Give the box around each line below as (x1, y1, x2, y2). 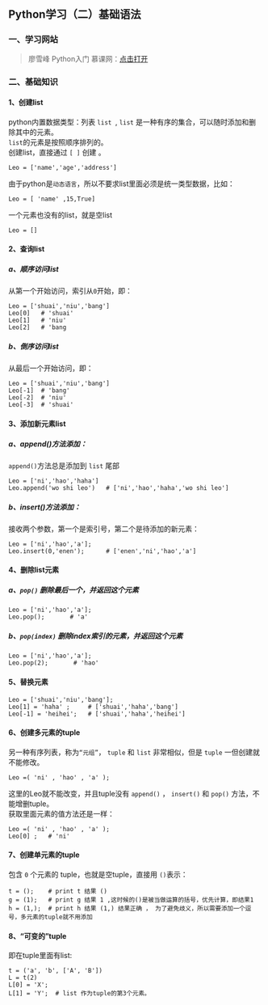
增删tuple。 (15, 799, 54, 809)
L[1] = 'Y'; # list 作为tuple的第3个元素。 (8, 990, 151, 998)
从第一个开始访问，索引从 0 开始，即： (8, 286, 133, 296)
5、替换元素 (8, 678, 48, 686)
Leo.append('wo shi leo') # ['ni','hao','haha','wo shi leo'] (8, 483, 229, 492)
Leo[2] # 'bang (8, 323, 67, 331)
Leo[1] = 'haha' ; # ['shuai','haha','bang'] (8, 703, 179, 711)
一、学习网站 (8, 34, 59, 45)
